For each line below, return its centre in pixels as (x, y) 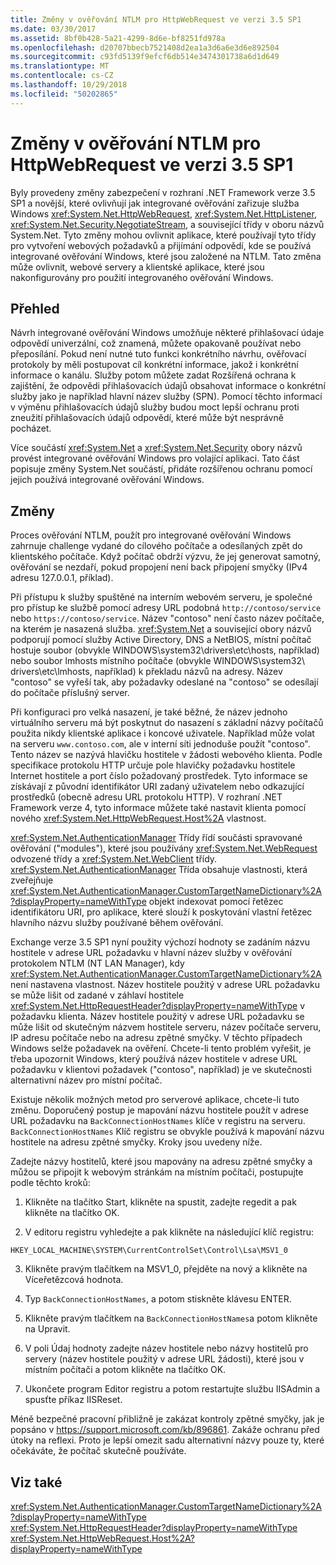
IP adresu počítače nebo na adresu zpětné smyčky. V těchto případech (156, 1038)
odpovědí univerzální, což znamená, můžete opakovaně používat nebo (156, 343)
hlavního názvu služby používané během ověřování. (117, 923)
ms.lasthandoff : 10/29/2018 (69, 85)
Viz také (36, 1482)
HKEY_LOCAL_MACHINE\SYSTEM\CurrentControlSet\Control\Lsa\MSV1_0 (149, 1251)
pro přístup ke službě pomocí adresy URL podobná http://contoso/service (166, 608)
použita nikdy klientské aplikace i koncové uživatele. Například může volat (162, 733)
